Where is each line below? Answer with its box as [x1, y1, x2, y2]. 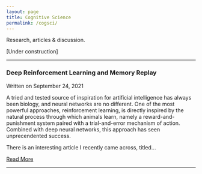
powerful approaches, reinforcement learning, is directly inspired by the [6, 106, 185, 114]
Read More [6, 155, 34, 163]
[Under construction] [6, 48, 58, 55]
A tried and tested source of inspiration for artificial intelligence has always [6, 94, 192, 101]
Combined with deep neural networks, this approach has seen [6, 125, 161, 133]
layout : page [6, 8, 39, 15]
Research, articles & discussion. [6, 37, 85, 44]
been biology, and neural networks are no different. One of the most [6, 100, 175, 107]
